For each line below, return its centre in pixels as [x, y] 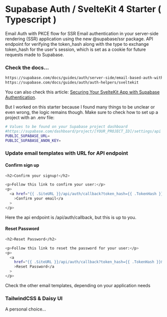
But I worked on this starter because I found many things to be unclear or [80, 107]
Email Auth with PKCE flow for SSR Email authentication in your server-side [82, 33]
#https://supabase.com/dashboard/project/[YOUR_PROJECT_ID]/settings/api [83, 131]
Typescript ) [31, 20]
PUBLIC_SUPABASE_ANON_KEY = [33, 140]
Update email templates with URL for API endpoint [67, 153]
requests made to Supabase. [35, 54]
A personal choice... [26, 309]
